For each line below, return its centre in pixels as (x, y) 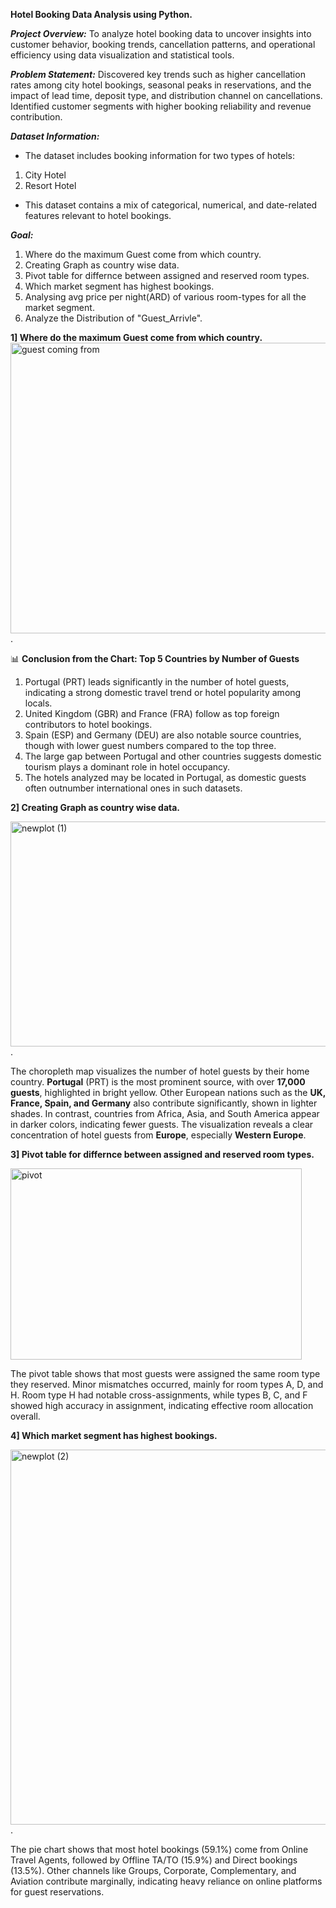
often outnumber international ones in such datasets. (133, 788)
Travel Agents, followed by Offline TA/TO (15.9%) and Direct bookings (154, 1860)
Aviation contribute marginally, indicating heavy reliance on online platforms (166, 1881)
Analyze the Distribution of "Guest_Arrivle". (113, 318)
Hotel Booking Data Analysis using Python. (101, 14)
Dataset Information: (55, 136)
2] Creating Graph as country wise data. (95, 807)
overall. (25, 1416)
